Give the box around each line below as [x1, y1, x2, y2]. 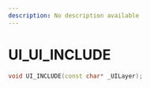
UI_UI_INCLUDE [8, 45, 111, 63]
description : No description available [8, 11, 140, 20]
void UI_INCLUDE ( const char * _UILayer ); [8, 72, 144, 80]
